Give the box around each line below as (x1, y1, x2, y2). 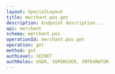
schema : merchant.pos (6, 31, 61, 37)
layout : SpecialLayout (6, 8, 63, 15)
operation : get (6, 42, 45, 48)
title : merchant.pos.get (6, 14, 69, 20)
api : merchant (6, 25, 42, 32)
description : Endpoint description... (6, 20, 104, 26)
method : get (6, 48, 36, 54)
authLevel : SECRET (6, 53, 52, 59)
